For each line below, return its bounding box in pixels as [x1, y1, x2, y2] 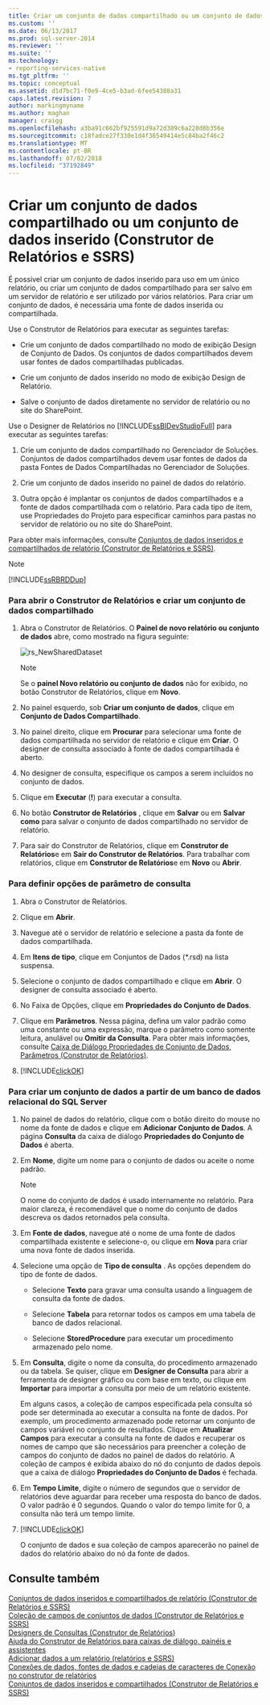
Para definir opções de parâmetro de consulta [8, 878, 191, 889]
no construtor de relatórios [8, 1670, 97, 1680]
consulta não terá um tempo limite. [19, 1508, 135, 1518]
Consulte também [8, 1572, 100, 1586]
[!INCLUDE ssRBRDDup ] [8, 575, 87, 584]
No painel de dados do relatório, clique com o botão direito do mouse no [19, 1114, 260, 1124]
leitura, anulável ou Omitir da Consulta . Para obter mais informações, [19, 1033, 251, 1042]
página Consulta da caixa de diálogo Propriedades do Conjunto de [19, 1131, 244, 1141]
